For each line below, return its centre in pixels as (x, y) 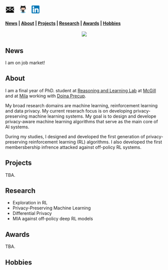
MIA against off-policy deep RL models (53, 219)
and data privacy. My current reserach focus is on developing (69, 111)
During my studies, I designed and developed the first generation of (75, 136)
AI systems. (17, 127)
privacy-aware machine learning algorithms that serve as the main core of (81, 121)
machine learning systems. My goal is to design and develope (92, 116)
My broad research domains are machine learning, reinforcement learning (81, 105)
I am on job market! (25, 63)
